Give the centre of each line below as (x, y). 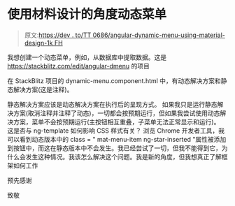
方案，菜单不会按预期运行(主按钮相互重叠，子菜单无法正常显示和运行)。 (116, 122)
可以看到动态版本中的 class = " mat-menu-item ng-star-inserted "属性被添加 (117, 139)
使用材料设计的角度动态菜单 (87, 14)
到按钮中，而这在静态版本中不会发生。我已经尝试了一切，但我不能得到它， (114, 148)
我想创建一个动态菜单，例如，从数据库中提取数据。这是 (87, 57)
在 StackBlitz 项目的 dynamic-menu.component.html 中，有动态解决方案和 (114, 80)
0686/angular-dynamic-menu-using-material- (159, 35)
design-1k (38, 43)
